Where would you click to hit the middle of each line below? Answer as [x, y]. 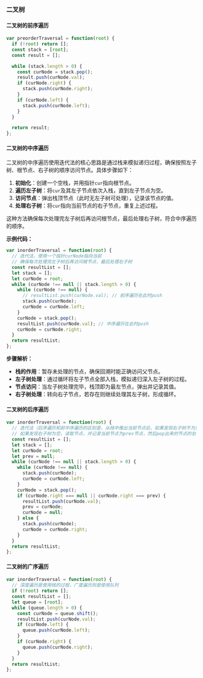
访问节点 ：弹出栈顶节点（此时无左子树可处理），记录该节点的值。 [96, 198]
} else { [28, 518]
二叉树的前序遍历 [27, 25]
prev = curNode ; [43, 507]
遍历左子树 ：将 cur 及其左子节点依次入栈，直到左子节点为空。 [91, 191]
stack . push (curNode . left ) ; [56, 105]
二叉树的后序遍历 [27, 409]
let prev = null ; [34, 456]
